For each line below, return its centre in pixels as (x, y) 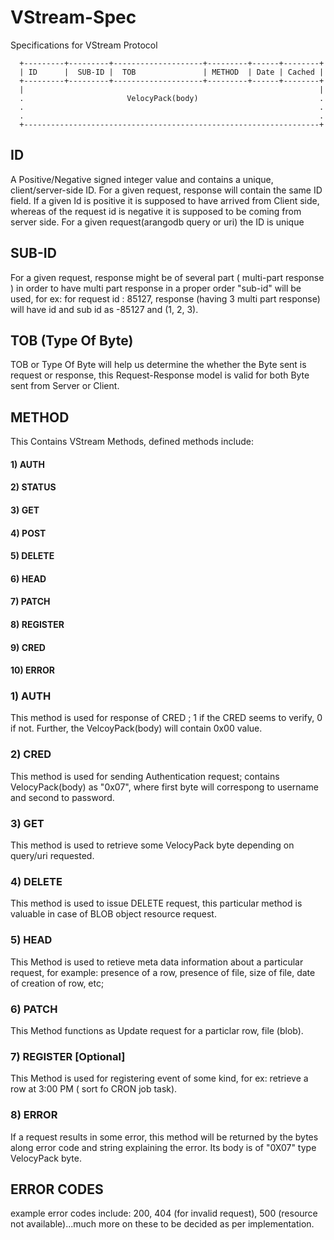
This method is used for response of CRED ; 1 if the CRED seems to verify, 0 (166, 718)
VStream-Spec (73, 17)
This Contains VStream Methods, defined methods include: (132, 442)
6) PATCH (34, 1009)
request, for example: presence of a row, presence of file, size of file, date (163, 972)
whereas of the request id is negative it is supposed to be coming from (156, 211)
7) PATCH (30, 602)
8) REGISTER (37, 624)
